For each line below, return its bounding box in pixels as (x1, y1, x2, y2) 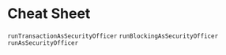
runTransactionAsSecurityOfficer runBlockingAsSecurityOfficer (7, 32, 219, 40)
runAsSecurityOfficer (7, 38, 79, 47)
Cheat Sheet (7, 5, 91, 23)
